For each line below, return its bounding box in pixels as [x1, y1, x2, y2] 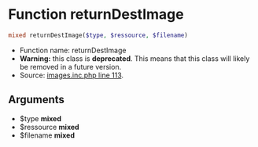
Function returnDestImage [8, 5, 184, 23]
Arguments [8, 93, 65, 106]
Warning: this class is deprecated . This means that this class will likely [19, 53, 250, 63]
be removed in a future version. [19, 62, 122, 71]
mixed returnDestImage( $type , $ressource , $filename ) [8, 31, 189, 39]
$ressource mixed [19, 122, 80, 131]
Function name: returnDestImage [19, 45, 127, 55]
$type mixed [19, 113, 61, 123]
